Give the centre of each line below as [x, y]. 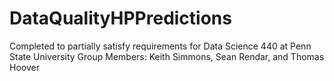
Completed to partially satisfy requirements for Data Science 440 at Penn [160, 46]
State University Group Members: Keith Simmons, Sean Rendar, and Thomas [167, 56]
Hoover [24, 67]
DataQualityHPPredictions [120, 18]
